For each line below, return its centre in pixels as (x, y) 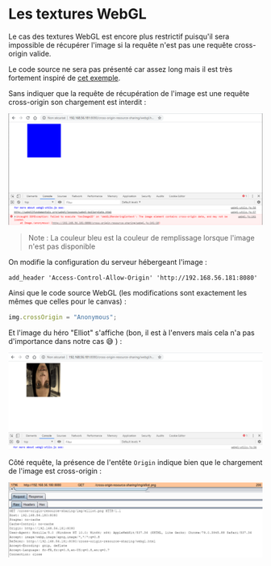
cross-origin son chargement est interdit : (77, 102)
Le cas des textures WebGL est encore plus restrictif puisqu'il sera (119, 36)
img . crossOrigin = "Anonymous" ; (63, 317)
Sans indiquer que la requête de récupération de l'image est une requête (129, 93)
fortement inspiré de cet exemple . (65, 78)
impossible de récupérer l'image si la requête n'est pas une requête (121, 44)
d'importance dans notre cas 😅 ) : (65, 341)
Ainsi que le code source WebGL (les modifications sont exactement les (128, 292)
